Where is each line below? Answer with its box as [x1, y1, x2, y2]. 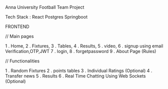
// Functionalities [5, 58, 40, 64]
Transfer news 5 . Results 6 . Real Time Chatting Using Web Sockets [5, 73, 146, 79]
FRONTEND [5, 23, 30, 29]
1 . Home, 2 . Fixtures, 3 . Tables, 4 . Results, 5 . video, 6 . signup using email [5, 43, 163, 49]
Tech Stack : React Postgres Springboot [5, 14, 88, 19]
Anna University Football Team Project [5, 4, 84, 10]
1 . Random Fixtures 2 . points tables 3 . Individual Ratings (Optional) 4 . [5, 67, 152, 73]
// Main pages [5, 33, 34, 39]
